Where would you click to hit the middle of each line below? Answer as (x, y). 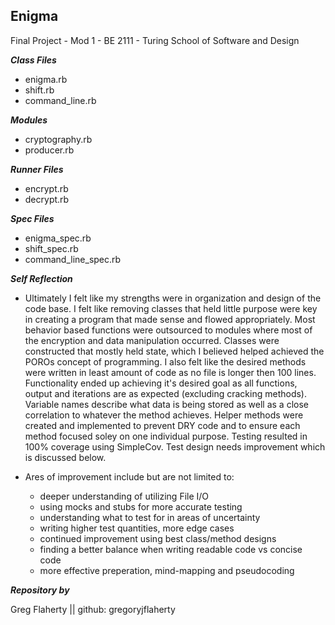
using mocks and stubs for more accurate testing (141, 506)
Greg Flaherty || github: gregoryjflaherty (93, 609)
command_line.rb (60, 100)
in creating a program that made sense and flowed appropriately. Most (170, 319)
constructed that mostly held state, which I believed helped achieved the (174, 351)
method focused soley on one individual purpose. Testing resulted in (166, 436)
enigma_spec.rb (58, 238)
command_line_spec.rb (73, 259)
